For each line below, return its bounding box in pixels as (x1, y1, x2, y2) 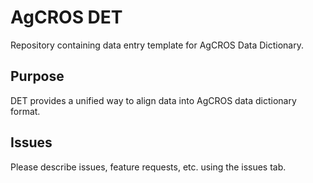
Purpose (10, 68, 65, 85)
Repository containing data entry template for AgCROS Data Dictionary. (10, 39, 304, 51)
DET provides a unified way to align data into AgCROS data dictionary (10, 94, 297, 106)
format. (10, 105, 41, 117)
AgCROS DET (10, 6, 123, 29)
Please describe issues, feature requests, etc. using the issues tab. (10, 161, 287, 173)
